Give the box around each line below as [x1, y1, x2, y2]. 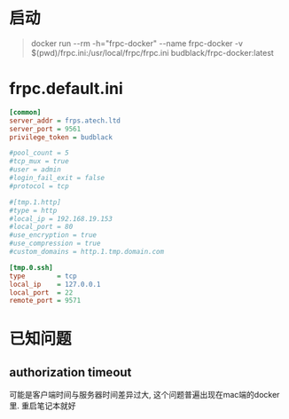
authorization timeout [9, 365, 132, 380]
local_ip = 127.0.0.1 [9, 280, 101, 289]
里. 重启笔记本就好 [9, 400, 76, 411]
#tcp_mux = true [9, 157, 69, 166]
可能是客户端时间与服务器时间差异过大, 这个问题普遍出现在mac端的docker [9, 390, 280, 400]
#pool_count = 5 [9, 148, 69, 158]
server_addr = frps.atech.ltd [9, 116, 121, 125]
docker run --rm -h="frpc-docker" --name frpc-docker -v [30, 37, 244, 49]
